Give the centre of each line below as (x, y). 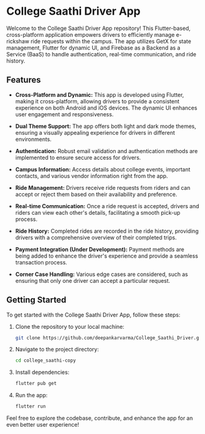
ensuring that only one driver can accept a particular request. (92, 280)
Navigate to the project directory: (57, 350)
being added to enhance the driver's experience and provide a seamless (106, 256)
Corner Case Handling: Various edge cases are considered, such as (102, 274)
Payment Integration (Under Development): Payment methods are (100, 249)
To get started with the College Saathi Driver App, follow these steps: (93, 315)
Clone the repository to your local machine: (69, 326)
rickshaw (18, 41)
